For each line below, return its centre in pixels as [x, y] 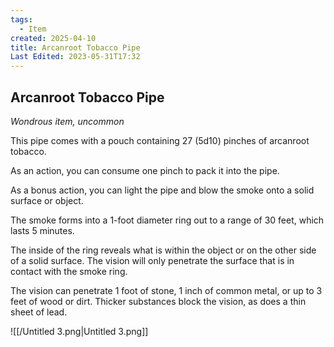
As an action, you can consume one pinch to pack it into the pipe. [145, 170]
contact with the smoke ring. [69, 271]
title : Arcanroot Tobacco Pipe [75, 47]
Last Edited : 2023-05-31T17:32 [75, 57]
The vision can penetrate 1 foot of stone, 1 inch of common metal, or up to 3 [166, 290]
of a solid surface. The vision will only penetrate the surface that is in [152, 260]
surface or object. [47, 200]
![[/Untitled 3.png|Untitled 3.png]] [79, 331]
